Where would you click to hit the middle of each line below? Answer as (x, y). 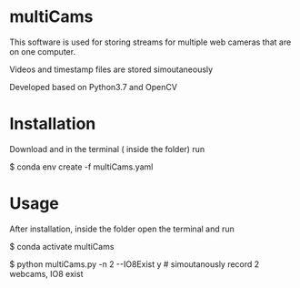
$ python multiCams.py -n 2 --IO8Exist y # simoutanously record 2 (135, 264)
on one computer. (42, 51)
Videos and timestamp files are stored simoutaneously (111, 69)
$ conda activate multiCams (62, 246)
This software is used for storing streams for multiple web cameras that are (150, 42)
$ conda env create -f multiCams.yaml (81, 167)
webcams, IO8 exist (46, 273)
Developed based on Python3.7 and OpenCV (93, 87)
